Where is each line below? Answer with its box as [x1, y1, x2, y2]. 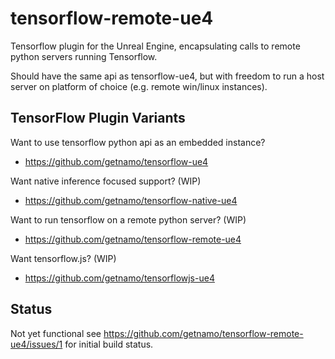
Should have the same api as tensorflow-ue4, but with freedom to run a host [10, 70, 325, 82]
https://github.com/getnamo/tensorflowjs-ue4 [24, 272, 215, 284]
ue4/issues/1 [10, 338, 63, 350]
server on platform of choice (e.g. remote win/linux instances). [10, 80, 268, 92]
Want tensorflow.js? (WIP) [10, 252, 117, 264]
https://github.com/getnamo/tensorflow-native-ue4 [24, 194, 238, 206]
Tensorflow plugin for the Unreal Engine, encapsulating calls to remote [10, 40, 301, 52]
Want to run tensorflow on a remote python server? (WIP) [10, 213, 247, 226]
